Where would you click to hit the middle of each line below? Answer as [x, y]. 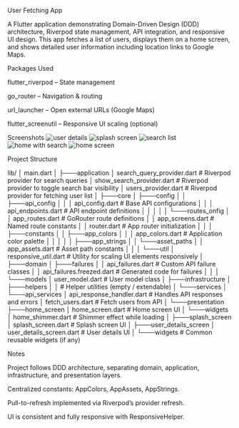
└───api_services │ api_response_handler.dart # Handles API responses [115, 294]
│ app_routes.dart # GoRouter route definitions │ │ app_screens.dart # [111, 218]
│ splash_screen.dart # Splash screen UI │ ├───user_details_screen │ [111, 325]
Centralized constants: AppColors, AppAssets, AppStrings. [94, 389]
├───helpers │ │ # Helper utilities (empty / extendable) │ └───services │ [117, 287]
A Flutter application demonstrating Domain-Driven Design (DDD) [103, 24]
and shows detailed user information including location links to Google [111, 47]
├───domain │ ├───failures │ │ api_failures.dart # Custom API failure [112, 264]
